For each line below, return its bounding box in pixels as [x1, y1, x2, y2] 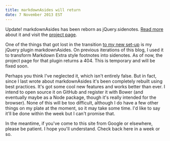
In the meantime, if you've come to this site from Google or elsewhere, [5, 120, 153, 126]
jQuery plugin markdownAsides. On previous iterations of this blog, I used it [5, 47, 164, 53]
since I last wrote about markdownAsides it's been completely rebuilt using [5, 78, 163, 84]
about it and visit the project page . [5, 31, 77, 38]
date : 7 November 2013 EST [5, 12, 63, 17]
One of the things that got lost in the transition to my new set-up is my [5, 41, 152, 47]
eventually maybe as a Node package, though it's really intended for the [5, 94, 157, 100]
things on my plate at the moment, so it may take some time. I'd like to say [5, 105, 160, 111]
